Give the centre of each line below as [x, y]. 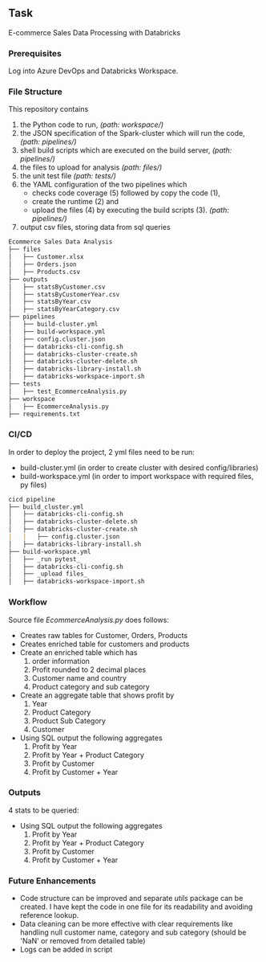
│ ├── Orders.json [43, 264]
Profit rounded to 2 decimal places [89, 669]
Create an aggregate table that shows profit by [97, 695]
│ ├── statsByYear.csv [50, 302]
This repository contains [48, 109]
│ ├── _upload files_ [48, 574]
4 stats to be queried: [44, 810]
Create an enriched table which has [79, 652]
